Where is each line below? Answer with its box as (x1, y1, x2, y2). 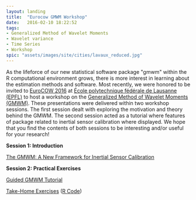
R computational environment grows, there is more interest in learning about (6, 74, 190, 82)
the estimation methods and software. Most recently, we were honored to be (6, 80, 191, 88)
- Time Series (6, 42, 41, 48)
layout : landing (6, 8, 46, 15)
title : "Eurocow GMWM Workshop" (6, 14, 88, 20)
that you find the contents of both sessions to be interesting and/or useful (6, 124, 184, 131)
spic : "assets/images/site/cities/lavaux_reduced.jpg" (6, 52, 143, 58)
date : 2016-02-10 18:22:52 (6, 19, 77, 25)
